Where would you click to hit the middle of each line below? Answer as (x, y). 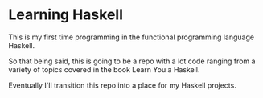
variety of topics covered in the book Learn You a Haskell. (104, 69)
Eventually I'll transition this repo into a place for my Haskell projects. (123, 85)
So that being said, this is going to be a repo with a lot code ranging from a (132, 61)
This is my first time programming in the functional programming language (131, 37)
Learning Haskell (66, 15)
